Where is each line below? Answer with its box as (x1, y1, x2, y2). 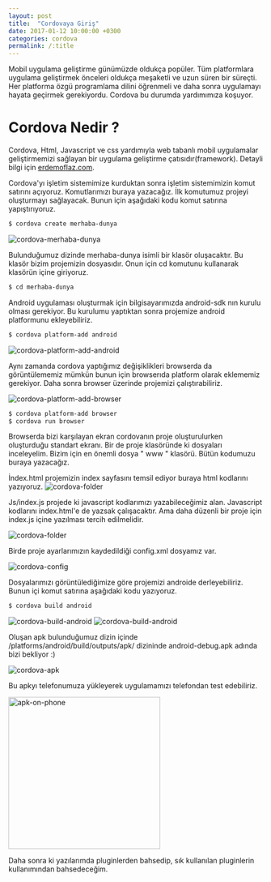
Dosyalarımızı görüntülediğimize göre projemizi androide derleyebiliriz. (8, 577, 243, 588)
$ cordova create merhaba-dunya (8, 220, 117, 228)
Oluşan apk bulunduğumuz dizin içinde (8, 632, 138, 642)
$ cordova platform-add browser (8, 409, 117, 417)
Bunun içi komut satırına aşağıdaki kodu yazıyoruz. (8, 586, 177, 596)
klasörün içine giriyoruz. (8, 267, 89, 276)
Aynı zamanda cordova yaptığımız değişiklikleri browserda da (8, 361, 213, 370)
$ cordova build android (8, 602, 92, 610)
